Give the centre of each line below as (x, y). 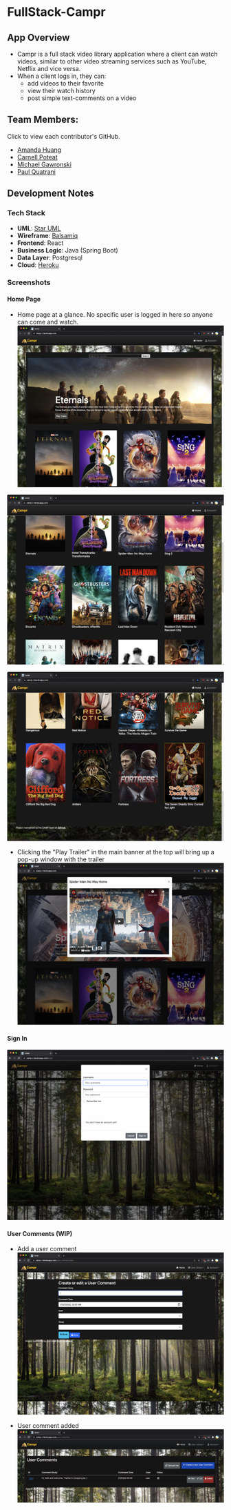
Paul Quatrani (36, 171)
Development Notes (51, 194)
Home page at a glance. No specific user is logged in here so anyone (115, 314)
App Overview (38, 38)
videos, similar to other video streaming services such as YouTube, (112, 61)
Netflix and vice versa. (49, 69)
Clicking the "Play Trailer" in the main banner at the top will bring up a (115, 852)
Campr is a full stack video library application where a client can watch (117, 54)
